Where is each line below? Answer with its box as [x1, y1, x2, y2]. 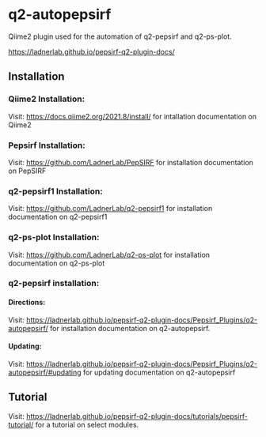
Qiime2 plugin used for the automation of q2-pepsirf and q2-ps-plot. [8, 32, 232, 41]
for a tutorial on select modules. [35, 420, 139, 429]
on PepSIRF [8, 166, 47, 175]
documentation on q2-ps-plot [8, 258, 105, 268]
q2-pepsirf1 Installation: [8, 186, 103, 197]
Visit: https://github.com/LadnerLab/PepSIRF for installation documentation [8, 157, 253, 167]
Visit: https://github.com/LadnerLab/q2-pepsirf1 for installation [8, 204, 213, 213]
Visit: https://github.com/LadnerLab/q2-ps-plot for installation [8, 250, 211, 259]
